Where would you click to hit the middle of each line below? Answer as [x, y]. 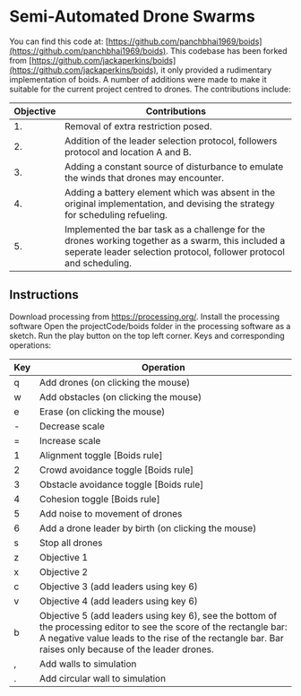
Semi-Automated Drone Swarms [132, 17]
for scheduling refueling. [116, 214]
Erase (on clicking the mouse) [102, 412]
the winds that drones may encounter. [144, 178]
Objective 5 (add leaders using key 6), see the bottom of [158, 615]
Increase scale [70, 440]
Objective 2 [63, 571]
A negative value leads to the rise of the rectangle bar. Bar [161, 638]
